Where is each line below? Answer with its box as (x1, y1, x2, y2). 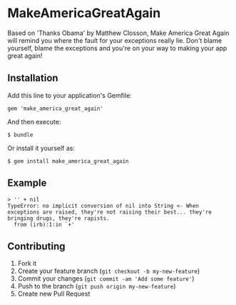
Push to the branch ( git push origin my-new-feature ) (17, 282, 176, 291)
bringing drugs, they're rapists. (7, 214, 111, 222)
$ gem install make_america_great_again (7, 157, 130, 165)
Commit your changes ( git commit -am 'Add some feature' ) (17, 274, 195, 283)
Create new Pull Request (17, 289, 91, 298)
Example (7, 177, 47, 189)
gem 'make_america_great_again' (7, 105, 103, 112)
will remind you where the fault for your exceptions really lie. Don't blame (7, 36, 222, 44)
